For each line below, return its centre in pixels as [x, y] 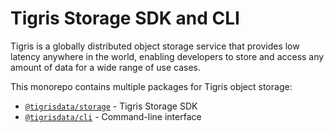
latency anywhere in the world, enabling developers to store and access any [167, 56]
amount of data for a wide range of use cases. [106, 67]
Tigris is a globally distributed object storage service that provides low [155, 46]
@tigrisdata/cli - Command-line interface [113, 116]
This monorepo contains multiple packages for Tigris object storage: [151, 86]
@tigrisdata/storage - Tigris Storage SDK [111, 106]
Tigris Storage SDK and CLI [125, 18]
